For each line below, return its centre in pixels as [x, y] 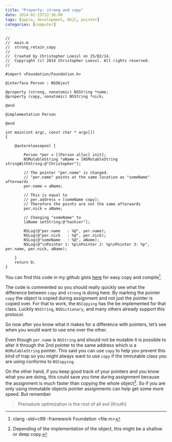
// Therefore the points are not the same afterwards [82, 204]
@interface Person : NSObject [38, 83]
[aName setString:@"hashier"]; [57, 222]
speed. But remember [28, 394]
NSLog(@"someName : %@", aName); [62, 240]
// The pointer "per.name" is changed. [66, 173]
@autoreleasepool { [35, 146]
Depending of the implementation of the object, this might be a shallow [88, 429]
